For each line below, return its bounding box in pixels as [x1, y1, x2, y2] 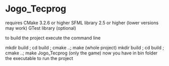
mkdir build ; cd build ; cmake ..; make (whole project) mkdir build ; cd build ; [5, 44, 164, 50]
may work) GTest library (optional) [5, 25, 77, 31]
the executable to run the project [5, 55, 73, 61]
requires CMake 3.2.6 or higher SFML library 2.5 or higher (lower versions [5, 20, 159, 26]
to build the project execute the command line [5, 35, 101, 41]
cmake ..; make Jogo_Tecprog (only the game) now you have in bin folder [5, 50, 158, 56]
